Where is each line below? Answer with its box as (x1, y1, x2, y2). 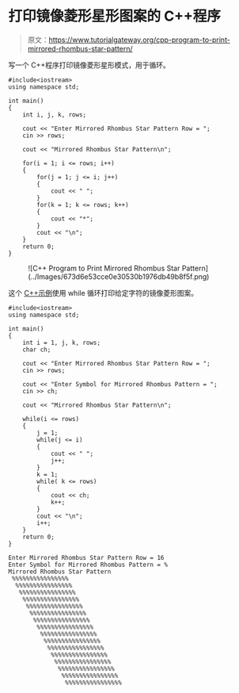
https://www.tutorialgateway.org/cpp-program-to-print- (48, 35, 231, 44)
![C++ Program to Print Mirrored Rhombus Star (28, 263, 180, 273)
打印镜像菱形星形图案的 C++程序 (8, 7, 222, 25)
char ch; (22, 346, 51, 354)
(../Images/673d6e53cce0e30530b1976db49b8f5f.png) (28, 271, 210, 281)
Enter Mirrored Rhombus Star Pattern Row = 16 (8, 553, 165, 561)
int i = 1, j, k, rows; (22, 339, 101, 346)
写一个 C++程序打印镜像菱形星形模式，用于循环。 (8, 60, 170, 70)
